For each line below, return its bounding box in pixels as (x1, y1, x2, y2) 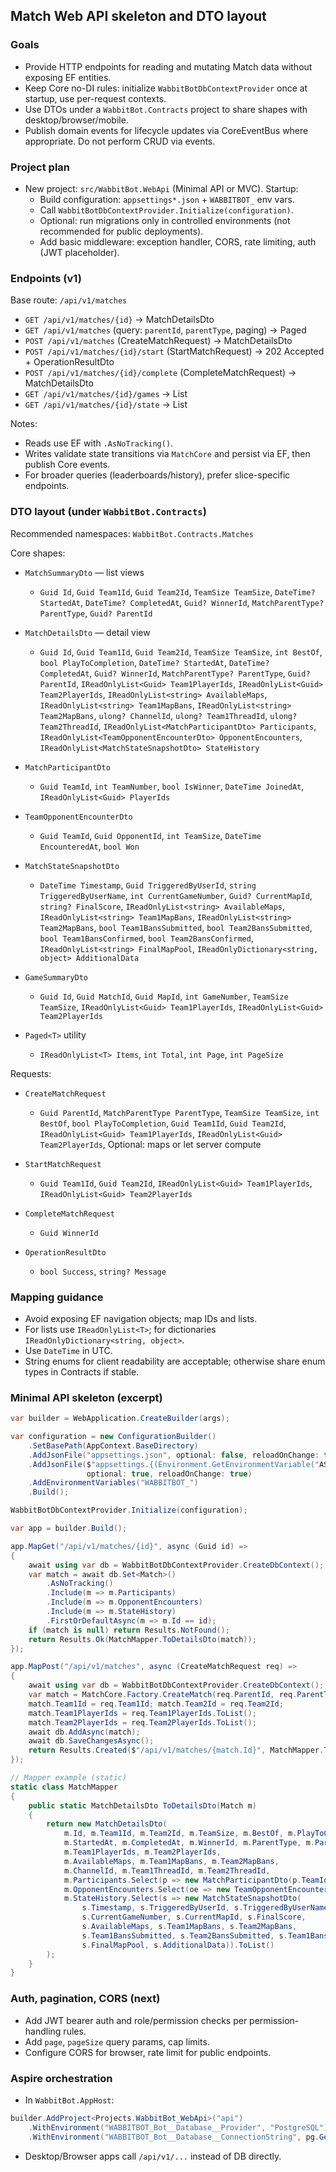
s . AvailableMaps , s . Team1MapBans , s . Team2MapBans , (81, 1922, 298, 1932)
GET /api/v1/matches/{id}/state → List (24, 399, 188, 411)
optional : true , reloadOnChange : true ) (86, 1469, 253, 1479)
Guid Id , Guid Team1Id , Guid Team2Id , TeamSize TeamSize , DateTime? (39, 585, 316, 598)
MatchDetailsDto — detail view (24, 626, 151, 638)
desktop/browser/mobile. (24, 114, 129, 126)
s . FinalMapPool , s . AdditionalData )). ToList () (81, 1940, 275, 1950)
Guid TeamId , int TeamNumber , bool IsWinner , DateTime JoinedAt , (39, 780, 305, 792)
